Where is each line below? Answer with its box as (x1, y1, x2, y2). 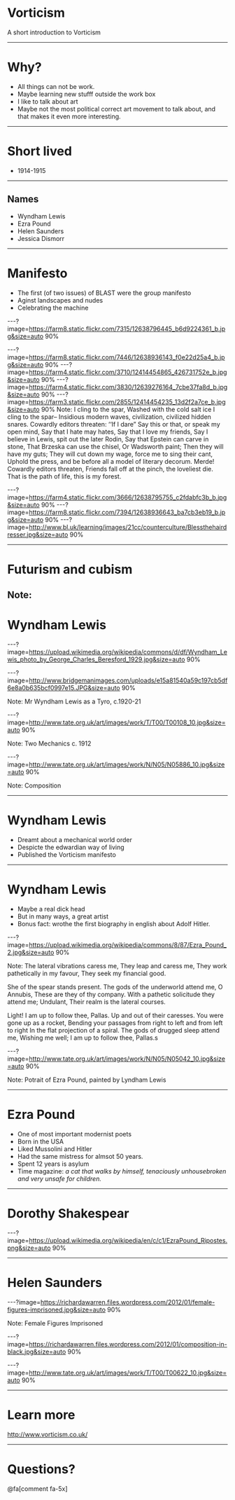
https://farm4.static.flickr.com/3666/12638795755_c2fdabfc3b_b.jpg (29, 493, 227, 502)
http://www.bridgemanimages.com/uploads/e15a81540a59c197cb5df (29, 676, 228, 684)
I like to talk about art (17, 97, 78, 106)
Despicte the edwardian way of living (17, 843, 124, 852)
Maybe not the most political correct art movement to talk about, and (17, 104, 215, 113)
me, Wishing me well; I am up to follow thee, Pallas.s (7, 1033, 159, 1042)
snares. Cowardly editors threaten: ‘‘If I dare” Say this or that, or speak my (7, 420, 220, 428)
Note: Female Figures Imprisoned (7, 1319, 104, 1327)
